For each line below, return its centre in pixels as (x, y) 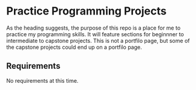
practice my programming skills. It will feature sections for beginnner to (95, 34)
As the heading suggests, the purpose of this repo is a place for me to (93, 28)
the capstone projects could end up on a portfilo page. (74, 47)
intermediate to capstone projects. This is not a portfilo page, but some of (98, 40)
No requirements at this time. (42, 80)
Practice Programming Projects (87, 11)
